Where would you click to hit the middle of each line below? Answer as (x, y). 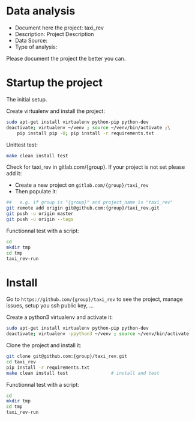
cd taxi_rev (21, 362)
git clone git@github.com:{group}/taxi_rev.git (67, 356)
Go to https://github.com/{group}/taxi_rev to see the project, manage (94, 299)
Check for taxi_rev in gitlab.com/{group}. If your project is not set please (96, 167)
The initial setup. (27, 99)
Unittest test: (22, 145)
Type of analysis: (36, 47)
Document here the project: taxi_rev (59, 28)
